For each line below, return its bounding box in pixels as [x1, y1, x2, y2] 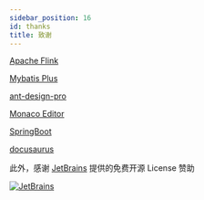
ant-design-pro [9, 90, 66, 101]
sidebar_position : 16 [9, 13, 92, 23]
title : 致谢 [9, 30, 52, 39]
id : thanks [9, 22, 51, 31]
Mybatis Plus [9, 73, 58, 84]
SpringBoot [9, 126, 52, 137]
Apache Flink [9, 56, 59, 67]
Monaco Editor [9, 109, 65, 120]
